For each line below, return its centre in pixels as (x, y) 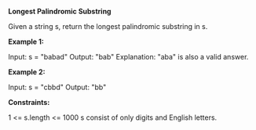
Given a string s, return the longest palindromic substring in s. (108, 26)
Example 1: (26, 42)
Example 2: (27, 72)
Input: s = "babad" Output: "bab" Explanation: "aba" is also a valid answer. (128, 57)
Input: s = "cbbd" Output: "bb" (57, 87)
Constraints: (29, 102)
